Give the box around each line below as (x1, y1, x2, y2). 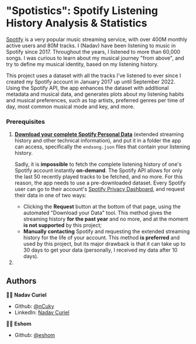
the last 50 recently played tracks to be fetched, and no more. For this (14, 173, 183, 180)
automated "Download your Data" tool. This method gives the (23, 209, 171, 217)
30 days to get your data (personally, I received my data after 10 (23, 246, 178, 253)
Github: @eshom (14, 332, 56, 339)
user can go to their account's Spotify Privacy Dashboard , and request (14, 186, 185, 193)
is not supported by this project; (23, 222, 102, 229)
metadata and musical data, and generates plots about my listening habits (6, 91, 184, 98)
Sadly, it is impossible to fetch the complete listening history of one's (14, 161, 182, 168)
